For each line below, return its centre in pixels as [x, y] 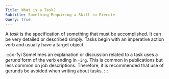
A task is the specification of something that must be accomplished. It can [83, 34]
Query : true [18, 19]
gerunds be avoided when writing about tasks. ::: [57, 71]
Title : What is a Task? [31, 10]
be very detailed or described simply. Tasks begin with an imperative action [85, 39]
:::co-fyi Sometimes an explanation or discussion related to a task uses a [82, 55]
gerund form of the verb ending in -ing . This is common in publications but [84, 60]
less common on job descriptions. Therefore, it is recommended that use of [85, 65]
